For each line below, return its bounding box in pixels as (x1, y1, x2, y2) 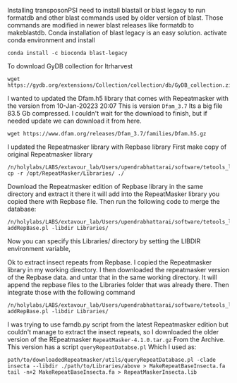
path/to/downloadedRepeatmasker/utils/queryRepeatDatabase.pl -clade (7, 356, 217, 363)
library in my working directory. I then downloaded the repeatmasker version (7, 266, 230, 274)
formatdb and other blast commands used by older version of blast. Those (7, 13, 224, 22)
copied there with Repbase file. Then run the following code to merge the (7, 197, 220, 205)
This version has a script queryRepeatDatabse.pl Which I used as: (7, 343, 197, 351)
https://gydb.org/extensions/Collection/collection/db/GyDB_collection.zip (7, 82, 235, 89)
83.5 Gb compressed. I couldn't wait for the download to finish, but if (7, 109, 208, 117)
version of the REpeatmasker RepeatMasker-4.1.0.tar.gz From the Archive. (7, 335, 226, 344)
